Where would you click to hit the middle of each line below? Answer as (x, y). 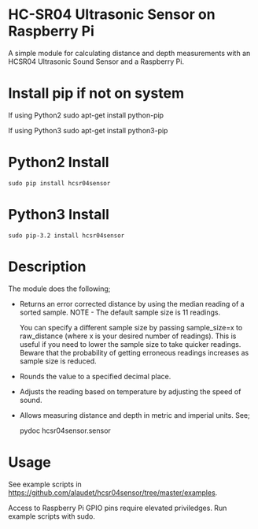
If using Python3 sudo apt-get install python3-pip (88, 130)
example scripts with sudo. (52, 516)
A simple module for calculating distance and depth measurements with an (129, 53)
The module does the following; (59, 289)
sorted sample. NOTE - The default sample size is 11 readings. (120, 312)
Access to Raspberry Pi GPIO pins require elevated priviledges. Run (118, 508)
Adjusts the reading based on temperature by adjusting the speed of (130, 391)
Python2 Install (59, 162)
